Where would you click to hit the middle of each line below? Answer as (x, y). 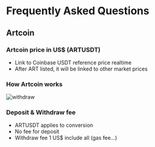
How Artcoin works (35, 84)
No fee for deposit (37, 132)
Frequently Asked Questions (78, 11)
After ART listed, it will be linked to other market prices (81, 69)
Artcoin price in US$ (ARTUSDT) (53, 50)
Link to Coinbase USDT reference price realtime (73, 62)
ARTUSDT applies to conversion (54, 125)
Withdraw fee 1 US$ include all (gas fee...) (66, 138)
